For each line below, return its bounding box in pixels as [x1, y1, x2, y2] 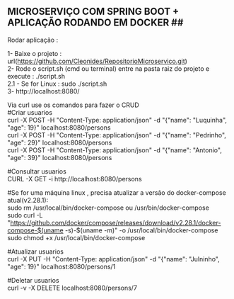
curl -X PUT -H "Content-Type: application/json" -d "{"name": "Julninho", [7, 254, 221, 263]
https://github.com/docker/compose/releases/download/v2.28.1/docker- [10, 218, 221, 227]
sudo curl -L [7, 210, 44, 219]
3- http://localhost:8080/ [7, 86, 80, 95]
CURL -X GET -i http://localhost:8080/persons [7, 174, 143, 183]
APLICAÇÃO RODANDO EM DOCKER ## [7, 17, 184, 29]
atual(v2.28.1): [7, 196, 49, 204]
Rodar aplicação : [7, 35, 59, 44]
